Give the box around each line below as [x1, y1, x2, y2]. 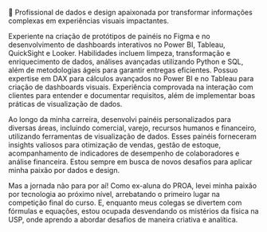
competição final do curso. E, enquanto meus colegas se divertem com [8, 198, 242, 207]
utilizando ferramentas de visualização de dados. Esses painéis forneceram [8, 132, 257, 141]
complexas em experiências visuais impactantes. [8, 16, 170, 26]
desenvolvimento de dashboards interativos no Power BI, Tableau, [8, 40, 226, 49]
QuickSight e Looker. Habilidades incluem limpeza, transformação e [8, 49, 231, 57]
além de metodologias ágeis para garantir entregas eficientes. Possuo [8, 65, 238, 75]
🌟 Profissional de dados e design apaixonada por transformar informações [8, 8, 253, 17]
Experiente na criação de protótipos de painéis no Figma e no [8, 32, 210, 41]
